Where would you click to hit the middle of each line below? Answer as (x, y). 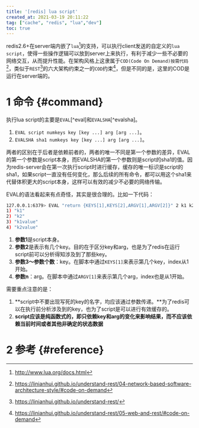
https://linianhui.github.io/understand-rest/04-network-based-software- (103, 384)
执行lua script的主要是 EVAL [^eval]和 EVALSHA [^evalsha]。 (73, 120)
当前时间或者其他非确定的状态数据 (62, 324)
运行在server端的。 (30, 76)
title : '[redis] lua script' (42, 12)
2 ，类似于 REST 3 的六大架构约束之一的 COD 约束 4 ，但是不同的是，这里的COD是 (98, 67)
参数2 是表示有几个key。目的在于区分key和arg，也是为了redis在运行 (97, 247)
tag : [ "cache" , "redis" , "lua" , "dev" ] (54, 22)
